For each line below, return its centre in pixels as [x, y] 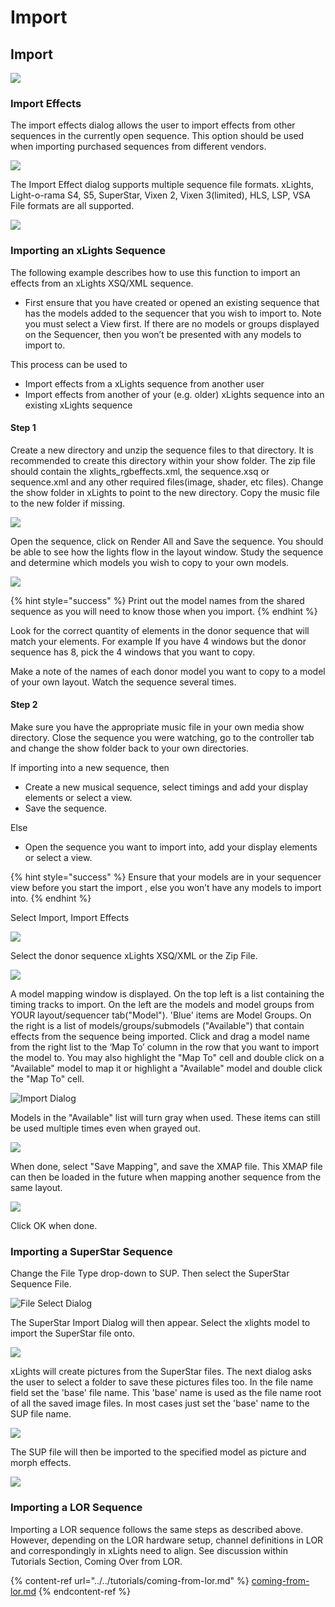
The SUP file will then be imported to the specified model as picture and [158, 1452]
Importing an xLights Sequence [88, 251]
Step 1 [23, 428]
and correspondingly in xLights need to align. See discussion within [149, 1550]
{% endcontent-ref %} [84, 1591]
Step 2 [24, 705]
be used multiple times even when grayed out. [105, 1128]
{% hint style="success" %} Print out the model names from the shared [157, 600]
